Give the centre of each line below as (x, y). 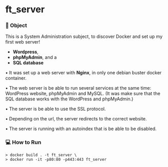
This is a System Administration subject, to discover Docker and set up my (84, 36)
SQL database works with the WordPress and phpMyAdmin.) (69, 99)
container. (16, 78)
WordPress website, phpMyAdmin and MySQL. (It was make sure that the (83, 94)
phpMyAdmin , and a (35, 57)
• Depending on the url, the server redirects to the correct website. (76, 119)
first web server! (23, 42)
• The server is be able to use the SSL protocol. (56, 109)
